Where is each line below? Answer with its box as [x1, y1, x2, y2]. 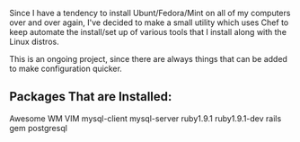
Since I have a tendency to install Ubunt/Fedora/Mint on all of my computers [9, 8, 291, 18]
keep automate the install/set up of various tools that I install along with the [9, 27, 287, 37]
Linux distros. [9, 36, 60, 47]
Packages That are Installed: [9, 89, 172, 104]
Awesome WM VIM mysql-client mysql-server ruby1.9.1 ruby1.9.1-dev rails [9, 112, 282, 124]
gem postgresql [9, 122, 67, 133]
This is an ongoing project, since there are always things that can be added [9, 54, 287, 64]
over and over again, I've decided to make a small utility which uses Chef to [9, 17, 289, 28]
